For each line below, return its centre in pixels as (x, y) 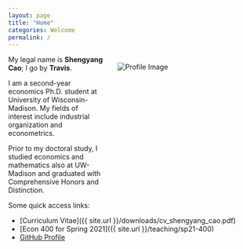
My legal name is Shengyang (56, 60)
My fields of (59, 108)
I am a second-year (40, 83)
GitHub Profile (42, 237)
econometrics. (31, 134)
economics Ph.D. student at (53, 92)
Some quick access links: (49, 206)
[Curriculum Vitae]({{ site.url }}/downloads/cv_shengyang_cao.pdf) (128, 221)
